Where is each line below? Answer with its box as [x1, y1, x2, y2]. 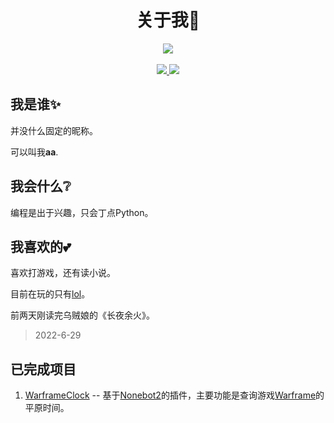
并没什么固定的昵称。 [10, 124, 98, 136]
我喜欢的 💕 [10, 238, 72, 255]
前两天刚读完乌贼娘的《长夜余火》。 [10, 309, 155, 321]
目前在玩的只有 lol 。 [10, 288, 91, 300]
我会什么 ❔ [10, 178, 72, 195]
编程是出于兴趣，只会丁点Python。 [10, 206, 154, 218]
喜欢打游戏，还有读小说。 [10, 267, 116, 279]
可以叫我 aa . [10, 146, 59, 158]
